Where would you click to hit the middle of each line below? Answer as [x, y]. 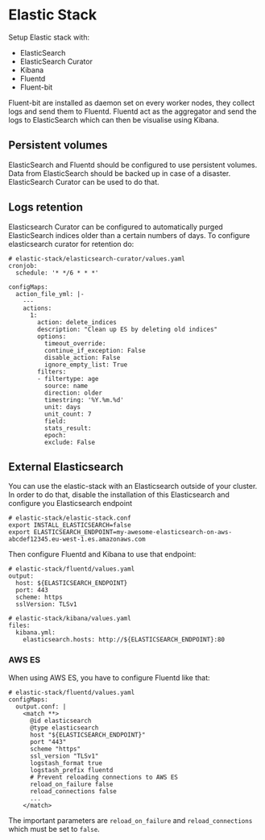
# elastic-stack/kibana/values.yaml [70, 619]
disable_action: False [82, 357]
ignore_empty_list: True [86, 365]
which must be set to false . [54, 829]
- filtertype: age [68, 378]
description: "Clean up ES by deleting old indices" [128, 329]
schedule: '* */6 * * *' [57, 273]
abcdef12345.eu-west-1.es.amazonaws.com [77, 539]
